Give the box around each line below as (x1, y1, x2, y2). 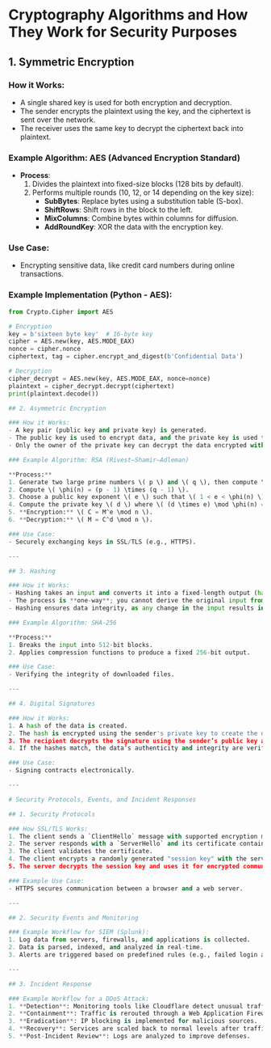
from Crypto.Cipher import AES (8, 307, 114, 316)
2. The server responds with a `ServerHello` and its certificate (8, 839, 236, 848)
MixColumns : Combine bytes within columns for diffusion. (44, 213, 239, 223)
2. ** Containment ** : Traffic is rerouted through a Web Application (8, 1009, 244, 1018)
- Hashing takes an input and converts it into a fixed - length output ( (8, 589, 258, 598)
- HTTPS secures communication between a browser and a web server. (8, 884, 244, 893)
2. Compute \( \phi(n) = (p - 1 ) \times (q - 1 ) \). (8, 485, 190, 494)
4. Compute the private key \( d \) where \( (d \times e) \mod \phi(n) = (8, 501, 265, 509)
